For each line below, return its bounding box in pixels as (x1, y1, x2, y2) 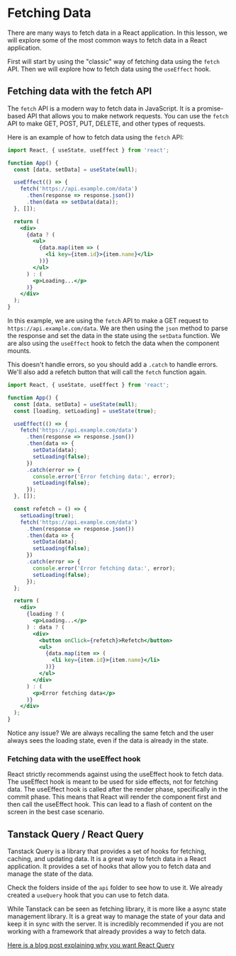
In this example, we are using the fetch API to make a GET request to (7, 317, 209, 325)
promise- (197, 104, 224, 113)
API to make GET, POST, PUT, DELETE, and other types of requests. (7, 119, 206, 128)
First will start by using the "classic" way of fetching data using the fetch (7, 57, 220, 65)
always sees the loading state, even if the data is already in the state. (7, 736, 209, 745)
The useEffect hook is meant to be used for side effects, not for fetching (7, 777, 218, 786)
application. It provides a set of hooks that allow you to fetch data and (7, 862, 211, 871)
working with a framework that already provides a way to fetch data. (7, 927, 207, 936)
